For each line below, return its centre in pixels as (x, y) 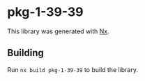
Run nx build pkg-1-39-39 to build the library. (72, 69)
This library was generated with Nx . (58, 31)
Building (25, 53)
